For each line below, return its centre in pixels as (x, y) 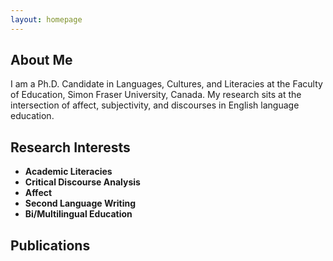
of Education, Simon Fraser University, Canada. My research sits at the (156, 95)
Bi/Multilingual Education (78, 214)
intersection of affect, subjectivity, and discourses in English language (155, 105)
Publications (50, 245)
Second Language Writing (80, 203)
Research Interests (70, 147)
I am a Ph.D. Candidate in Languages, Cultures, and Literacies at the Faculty (166, 84)
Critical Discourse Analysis (82, 182)
